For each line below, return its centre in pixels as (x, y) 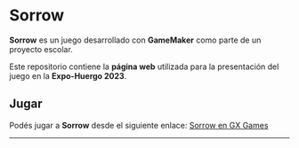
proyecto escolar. (41, 49)
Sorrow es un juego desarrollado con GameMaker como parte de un (135, 40)
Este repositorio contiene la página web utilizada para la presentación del (144, 66)
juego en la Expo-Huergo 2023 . (68, 75)
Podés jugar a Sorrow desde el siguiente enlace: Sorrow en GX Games (139, 125)
